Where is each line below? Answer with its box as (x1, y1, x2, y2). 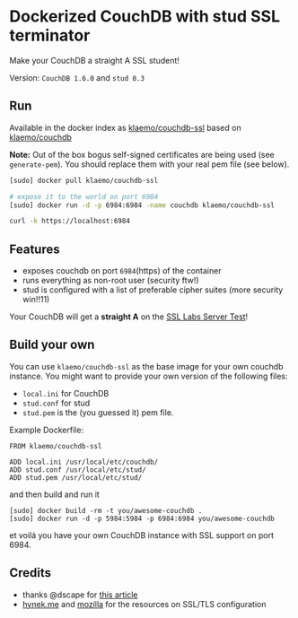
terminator (9, 25, 91, 46)
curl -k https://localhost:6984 (9, 217, 130, 226)
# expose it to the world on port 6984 (9, 192, 159, 201)
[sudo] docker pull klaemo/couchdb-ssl (9, 176, 159, 185)
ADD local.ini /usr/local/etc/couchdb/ (9, 457, 159, 466)
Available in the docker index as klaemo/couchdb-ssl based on (9, 122, 241, 133)
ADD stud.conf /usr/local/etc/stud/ (9, 465, 146, 474)
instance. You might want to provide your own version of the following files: (9, 370, 289, 381)
